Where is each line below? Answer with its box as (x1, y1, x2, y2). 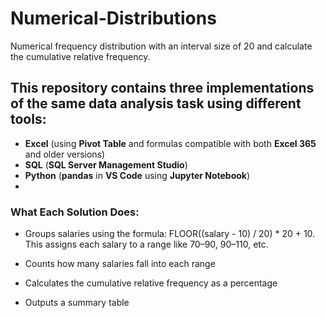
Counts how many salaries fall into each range (24, 258, 216, 270)
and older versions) (24, 148, 106, 160)
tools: (10, 111, 47, 128)
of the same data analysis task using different (10, 95, 302, 112)
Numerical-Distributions (10, 7, 217, 30)
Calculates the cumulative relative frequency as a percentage (24, 277, 278, 289)
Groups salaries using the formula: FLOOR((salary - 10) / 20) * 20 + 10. (24, 228, 316, 240)
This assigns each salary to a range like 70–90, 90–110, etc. (24, 238, 269, 251)
